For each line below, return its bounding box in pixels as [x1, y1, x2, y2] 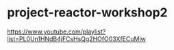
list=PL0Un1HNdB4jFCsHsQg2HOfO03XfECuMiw [7, 34, 146, 42]
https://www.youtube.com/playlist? [7, 27, 106, 36]
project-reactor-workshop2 [7, 5, 168, 21]
